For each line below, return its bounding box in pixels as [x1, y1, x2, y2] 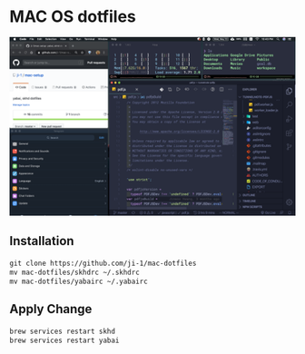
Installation [9, 233, 74, 249]
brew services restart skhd [9, 327, 116, 336]
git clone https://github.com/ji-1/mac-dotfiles [9, 259, 197, 268]
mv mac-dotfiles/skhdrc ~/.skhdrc [9, 268, 141, 277]
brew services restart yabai [9, 336, 120, 345]
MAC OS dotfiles [9, 6, 136, 27]
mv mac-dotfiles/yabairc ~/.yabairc [9, 277, 148, 286]
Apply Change [9, 301, 93, 317]
